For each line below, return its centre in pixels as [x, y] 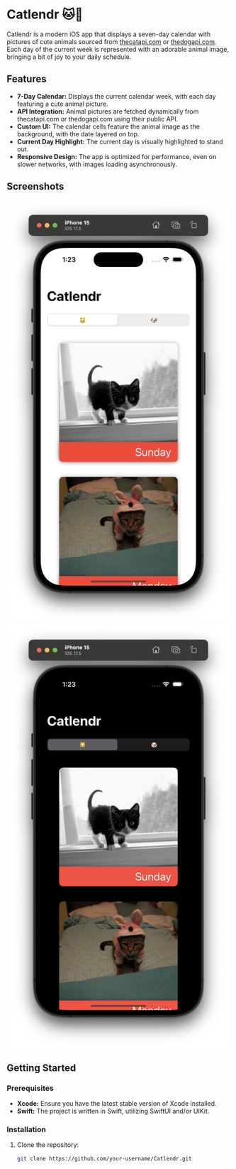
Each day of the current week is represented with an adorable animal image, [118, 49]
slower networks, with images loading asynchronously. [97, 164]
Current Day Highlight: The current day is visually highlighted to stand [120, 141]
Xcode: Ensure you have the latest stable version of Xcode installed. [117, 1104]
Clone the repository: [48, 1145]
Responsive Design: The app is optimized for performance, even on [117, 156]
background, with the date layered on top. [78, 134]
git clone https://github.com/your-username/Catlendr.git [104, 1159]
